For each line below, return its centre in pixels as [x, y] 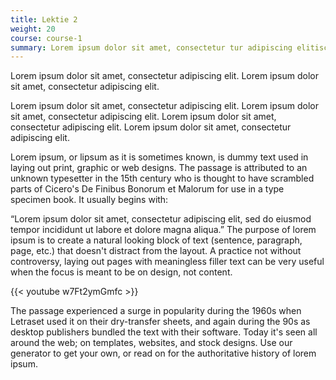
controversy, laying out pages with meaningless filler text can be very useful [167, 262]
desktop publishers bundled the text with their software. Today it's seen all [164, 332]
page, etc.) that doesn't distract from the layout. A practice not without [156, 251]
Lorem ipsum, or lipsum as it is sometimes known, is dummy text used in [159, 157]
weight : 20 [33, 29]
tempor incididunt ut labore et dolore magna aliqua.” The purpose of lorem [163, 230]
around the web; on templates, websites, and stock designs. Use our [151, 343]
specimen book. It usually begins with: [89, 200]
